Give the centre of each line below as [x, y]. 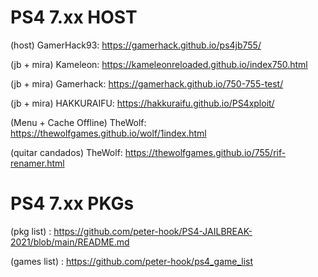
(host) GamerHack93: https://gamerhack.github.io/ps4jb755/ [136, 45]
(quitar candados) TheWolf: [66, 152]
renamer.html [37, 163]
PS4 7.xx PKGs [72, 203]
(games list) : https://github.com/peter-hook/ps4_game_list [132, 261]
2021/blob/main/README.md [70, 242]
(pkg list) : [31, 231]
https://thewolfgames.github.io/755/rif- [205, 152]
